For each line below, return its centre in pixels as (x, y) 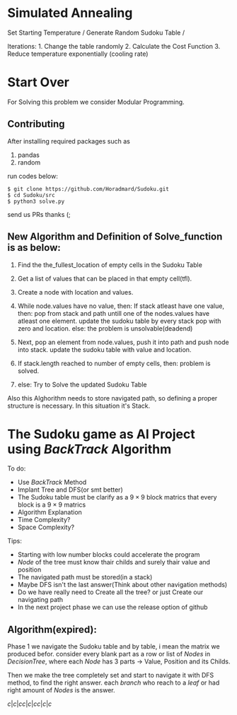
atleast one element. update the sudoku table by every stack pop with (119, 321)
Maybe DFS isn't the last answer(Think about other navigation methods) (122, 585)
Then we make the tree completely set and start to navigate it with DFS (111, 675)
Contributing (36, 124)
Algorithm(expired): (52, 629)
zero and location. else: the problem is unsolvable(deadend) (105, 328)
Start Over (38, 82)
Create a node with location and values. (75, 292)
